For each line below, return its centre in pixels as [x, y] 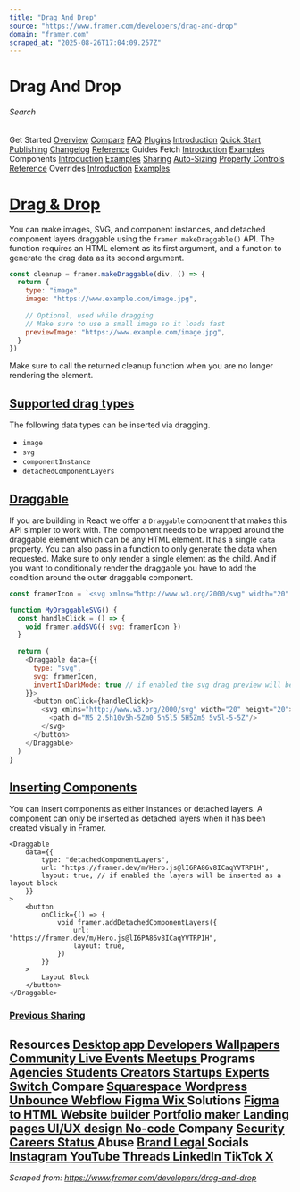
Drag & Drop [55, 204]
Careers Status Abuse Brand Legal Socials [129, 1142]
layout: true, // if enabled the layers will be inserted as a [161, 876]
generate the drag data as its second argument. [97, 258]
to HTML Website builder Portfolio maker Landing [150, 1114]
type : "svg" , [57, 668]
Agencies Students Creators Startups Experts [139, 1073]
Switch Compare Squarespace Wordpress [129, 1086]
